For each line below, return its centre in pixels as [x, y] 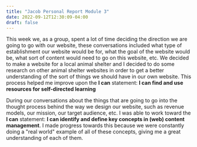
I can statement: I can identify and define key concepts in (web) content [95, 119]
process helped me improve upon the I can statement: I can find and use [95, 83]
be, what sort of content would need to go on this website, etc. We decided [98, 58]
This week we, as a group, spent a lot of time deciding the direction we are [97, 39]
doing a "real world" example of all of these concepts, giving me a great [93, 132]
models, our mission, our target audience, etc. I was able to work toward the [98, 113]
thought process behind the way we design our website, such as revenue [95, 107]
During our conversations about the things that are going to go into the [92, 101]
